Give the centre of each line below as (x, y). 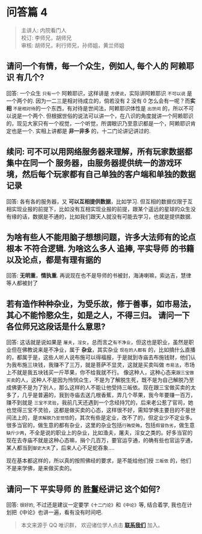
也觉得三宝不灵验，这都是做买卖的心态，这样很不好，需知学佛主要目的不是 (98, 410)
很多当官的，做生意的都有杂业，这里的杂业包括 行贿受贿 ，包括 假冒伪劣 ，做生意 (101, 425)
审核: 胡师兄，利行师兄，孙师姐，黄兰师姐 (72, 45)
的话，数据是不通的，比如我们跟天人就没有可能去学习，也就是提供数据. (104, 216)
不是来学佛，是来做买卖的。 (41, 468)
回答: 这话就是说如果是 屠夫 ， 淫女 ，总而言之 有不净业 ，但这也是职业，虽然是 (98, 342)
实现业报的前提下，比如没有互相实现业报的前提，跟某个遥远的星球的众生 (101, 209)
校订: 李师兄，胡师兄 (46, 37)
